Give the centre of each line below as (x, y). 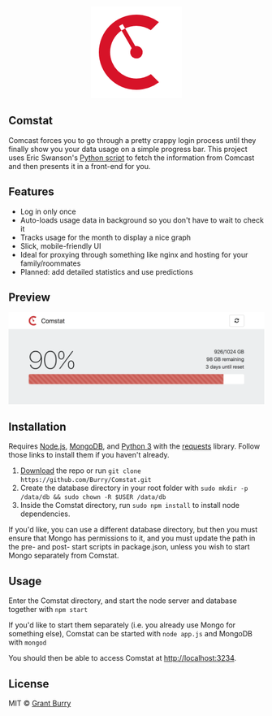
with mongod (28, 642)
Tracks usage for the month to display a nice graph (106, 237)
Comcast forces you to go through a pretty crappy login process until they (132, 140)
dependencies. (45, 514)
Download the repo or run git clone (80, 471)
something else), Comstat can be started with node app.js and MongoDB (131, 634)
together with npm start (48, 610)
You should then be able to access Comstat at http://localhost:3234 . (123, 658)
